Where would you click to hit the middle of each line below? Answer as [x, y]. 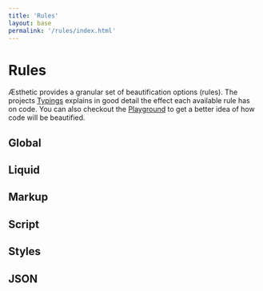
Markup [28, 197]
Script [24, 224]
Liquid [24, 170]
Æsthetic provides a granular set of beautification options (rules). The [123, 92]
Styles [25, 251]
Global [25, 143]
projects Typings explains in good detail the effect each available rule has [129, 101]
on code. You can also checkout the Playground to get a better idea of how [131, 110]
